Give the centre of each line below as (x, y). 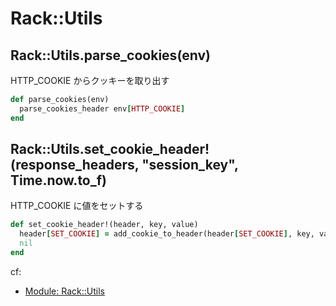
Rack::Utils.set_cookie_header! (110, 149)
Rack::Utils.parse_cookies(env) (110, 55)
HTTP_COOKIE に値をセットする (77, 206)
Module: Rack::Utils (64, 291)
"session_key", (190, 165)
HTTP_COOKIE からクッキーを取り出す (90, 80)
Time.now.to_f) (59, 180)
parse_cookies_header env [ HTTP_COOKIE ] (102, 108)
